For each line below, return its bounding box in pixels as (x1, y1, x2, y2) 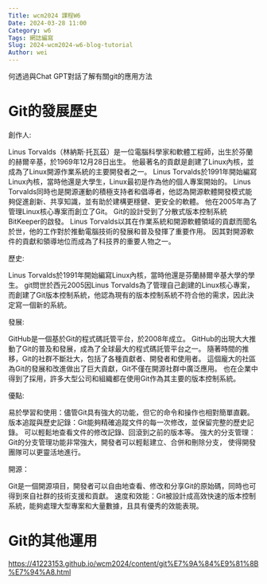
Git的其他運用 (8, 532, 98, 550)
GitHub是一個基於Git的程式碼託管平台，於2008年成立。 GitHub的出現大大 (8, 333, 250, 343)
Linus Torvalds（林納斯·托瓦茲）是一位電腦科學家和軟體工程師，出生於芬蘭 (8, 146, 253, 156)
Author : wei (8, 49, 48, 56)
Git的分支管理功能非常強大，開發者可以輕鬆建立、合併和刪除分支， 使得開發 (8, 437, 257, 446)
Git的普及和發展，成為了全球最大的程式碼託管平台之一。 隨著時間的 (21, 344, 242, 353)
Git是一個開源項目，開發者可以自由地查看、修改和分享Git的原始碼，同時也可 (8, 481, 257, 490)
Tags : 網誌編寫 (8, 33, 54, 42)
